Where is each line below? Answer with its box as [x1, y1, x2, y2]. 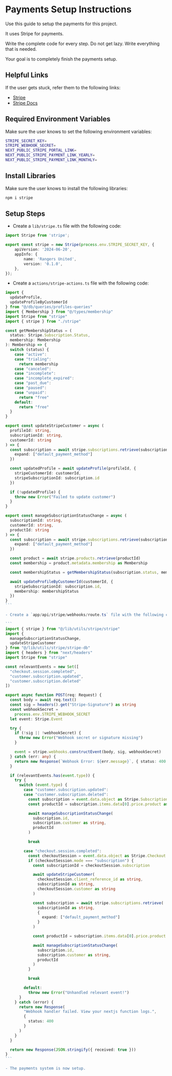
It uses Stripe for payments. [5, 30, 64, 36]
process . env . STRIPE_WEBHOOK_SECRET [14, 711, 91, 717]
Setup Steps [5, 210, 45, 218]
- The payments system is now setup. [5, 1066, 86, 1071]
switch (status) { [10, 347, 50, 352]
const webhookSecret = [10, 707, 58, 712]
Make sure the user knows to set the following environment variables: [5, 128, 152, 135]
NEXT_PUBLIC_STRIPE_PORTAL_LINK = [5, 148, 77, 153]
